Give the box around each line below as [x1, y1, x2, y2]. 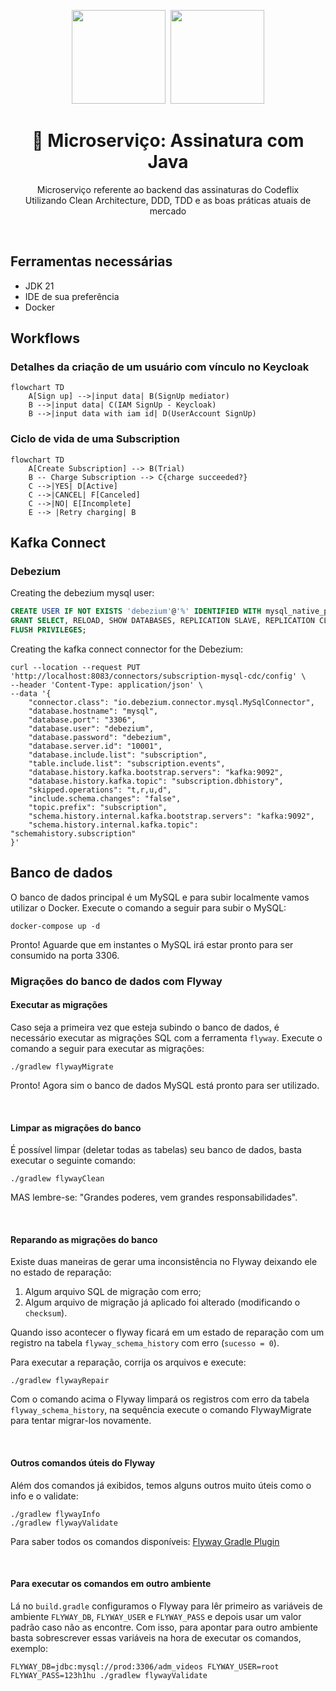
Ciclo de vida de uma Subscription [10, 432, 180, 446]
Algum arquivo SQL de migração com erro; [24, 1286, 202, 1298]
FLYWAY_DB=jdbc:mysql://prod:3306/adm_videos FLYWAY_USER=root [10, 1661, 280, 1672]
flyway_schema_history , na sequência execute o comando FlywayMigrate [10, 1404, 312, 1416]
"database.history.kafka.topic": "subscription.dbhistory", [28, 776, 284, 787]
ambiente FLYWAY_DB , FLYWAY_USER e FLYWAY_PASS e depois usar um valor [10, 1610, 302, 1622]
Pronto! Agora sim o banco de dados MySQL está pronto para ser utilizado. [10, 1079, 320, 1091]
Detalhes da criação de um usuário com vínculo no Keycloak [10, 360, 310, 374]
